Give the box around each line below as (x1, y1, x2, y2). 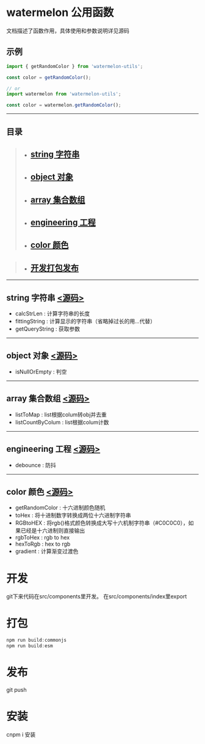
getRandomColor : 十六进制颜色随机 (15, 504, 106, 511)
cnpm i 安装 (6, 731, 36, 738)
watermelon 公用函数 (6, 6, 114, 20)
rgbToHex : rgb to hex (15, 534, 70, 541)
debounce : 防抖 (15, 461, 57, 468)
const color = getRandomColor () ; (6, 74, 92, 80)
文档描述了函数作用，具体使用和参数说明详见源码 (6, 27, 129, 34)
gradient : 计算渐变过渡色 (15, 547, 79, 555)
